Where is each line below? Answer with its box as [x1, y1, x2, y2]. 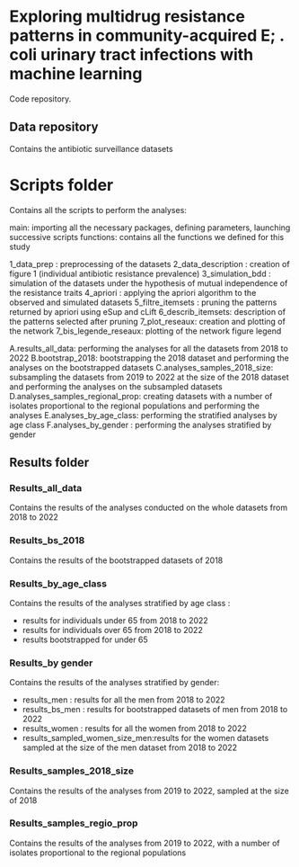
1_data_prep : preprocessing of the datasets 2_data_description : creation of [9, 258, 290, 269]
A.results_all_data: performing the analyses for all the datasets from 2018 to [9, 343, 289, 353]
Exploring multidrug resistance [9, 6, 245, 27]
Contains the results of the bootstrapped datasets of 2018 [9, 555, 224, 566]
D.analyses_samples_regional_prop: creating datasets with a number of [9, 390, 273, 401]
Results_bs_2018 [9, 534, 85, 547]
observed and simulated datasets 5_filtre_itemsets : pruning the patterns [9, 297, 277, 308]
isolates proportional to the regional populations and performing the [9, 400, 260, 411]
